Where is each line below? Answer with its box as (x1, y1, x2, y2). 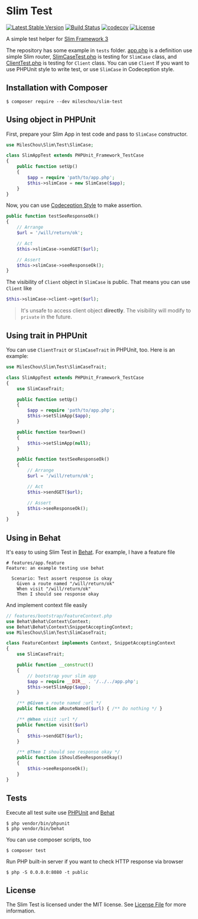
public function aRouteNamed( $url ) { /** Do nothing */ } (17, 706, 163, 712)
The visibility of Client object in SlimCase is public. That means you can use (6, 279, 190, 286)
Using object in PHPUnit (6, 114, 96, 125)
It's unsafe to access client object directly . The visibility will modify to (20, 307, 191, 314)
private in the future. (20, 313, 72, 321)
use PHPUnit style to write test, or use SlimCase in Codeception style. (6, 65, 175, 72)
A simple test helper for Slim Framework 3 (6, 35, 108, 42)
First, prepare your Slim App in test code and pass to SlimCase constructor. (6, 130, 188, 138)
